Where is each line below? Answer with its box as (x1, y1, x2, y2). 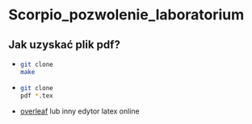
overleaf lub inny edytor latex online (19, 106, 140, 116)
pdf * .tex (19, 91, 54, 100)
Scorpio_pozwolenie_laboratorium (8, 6, 245, 24)
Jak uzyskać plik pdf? (8, 38, 121, 52)
